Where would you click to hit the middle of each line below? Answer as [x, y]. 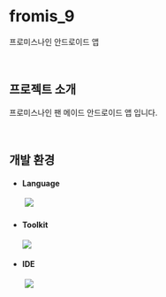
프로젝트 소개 [43, 90]
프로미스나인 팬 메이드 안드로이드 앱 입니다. [83, 112]
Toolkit [35, 225]
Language [41, 183]
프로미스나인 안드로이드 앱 [54, 42]
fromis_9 [42, 16]
